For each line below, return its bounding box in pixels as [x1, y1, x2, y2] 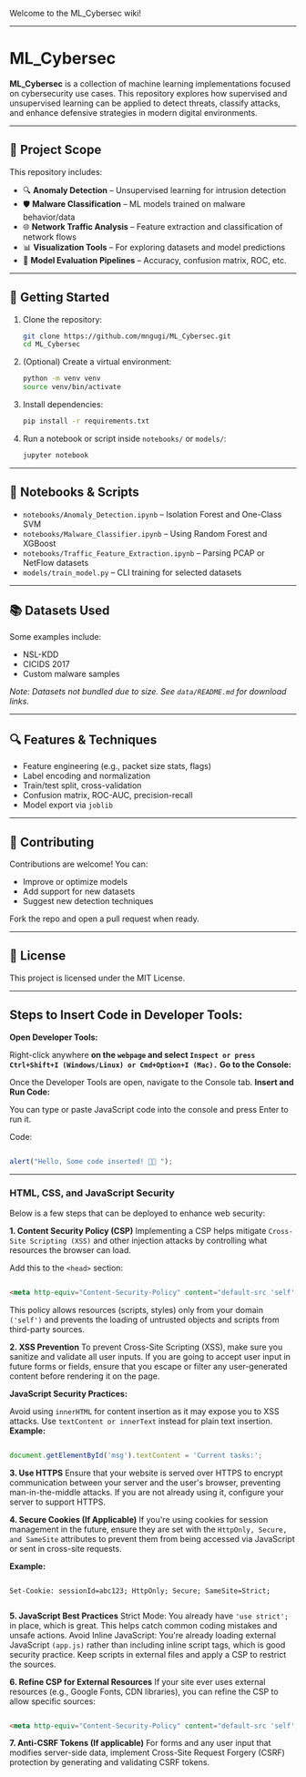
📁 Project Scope [9, 142, 102, 158]
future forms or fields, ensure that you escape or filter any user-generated [9, 1361, 289, 1371]
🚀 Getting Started [9, 290, 110, 305]
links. [9, 696, 30, 707]
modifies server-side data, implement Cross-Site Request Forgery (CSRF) [9, 1747, 285, 1758]
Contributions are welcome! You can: [9, 858, 148, 869]
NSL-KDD [22, 649, 59, 660]
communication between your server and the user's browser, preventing [9, 1476, 280, 1488]
